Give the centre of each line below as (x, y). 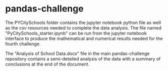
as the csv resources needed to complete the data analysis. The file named (83, 27)
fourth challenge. (23, 43)
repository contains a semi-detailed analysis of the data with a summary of (83, 58)
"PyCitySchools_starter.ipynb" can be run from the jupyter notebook (76, 33)
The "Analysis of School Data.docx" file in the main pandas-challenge (77, 53)
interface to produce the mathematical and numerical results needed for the (84, 38)
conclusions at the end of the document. (47, 64)
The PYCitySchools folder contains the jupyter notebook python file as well (83, 22)
